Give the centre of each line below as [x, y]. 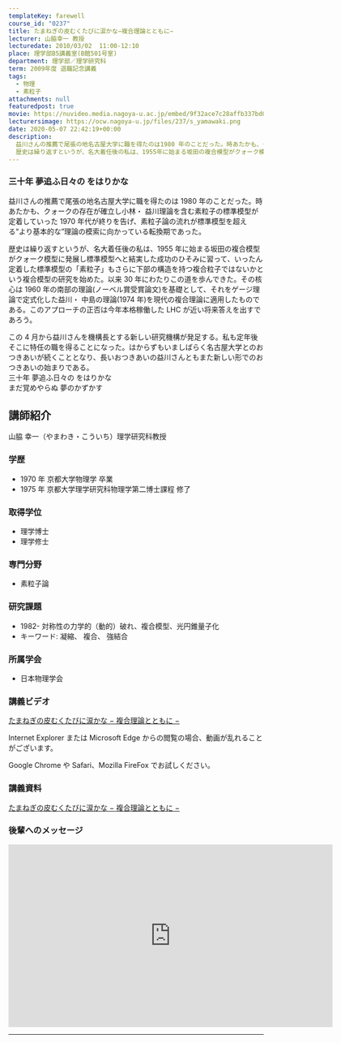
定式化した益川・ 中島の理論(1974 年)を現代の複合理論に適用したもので [141, 299]
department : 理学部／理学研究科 [58, 62]
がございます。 [33, 748]
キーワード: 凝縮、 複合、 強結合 [74, 636]
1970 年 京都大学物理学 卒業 [66, 479]
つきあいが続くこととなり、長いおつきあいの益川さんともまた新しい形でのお [136, 357]
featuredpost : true [41, 106]
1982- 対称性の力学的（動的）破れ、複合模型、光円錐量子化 [119, 626]
